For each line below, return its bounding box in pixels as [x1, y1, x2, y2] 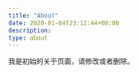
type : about [8, 33, 48, 42]
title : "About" [8, 11, 59, 20]
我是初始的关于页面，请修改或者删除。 [8, 56, 134, 66]
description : [8, 26, 52, 34]
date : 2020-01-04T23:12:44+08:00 [8, 19, 120, 27]
